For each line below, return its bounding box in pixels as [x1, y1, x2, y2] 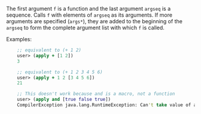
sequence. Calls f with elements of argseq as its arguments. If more [6, 11, 172, 19]
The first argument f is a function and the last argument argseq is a [6, 5, 171, 12]
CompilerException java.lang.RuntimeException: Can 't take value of [17, 102, 191, 108]
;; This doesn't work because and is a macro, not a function [17, 91, 175, 97]
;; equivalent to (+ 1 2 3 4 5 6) [17, 69, 103, 75]
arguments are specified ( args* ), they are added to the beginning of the [6, 18, 182, 24]
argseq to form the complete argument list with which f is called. [6, 24, 165, 31]
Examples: [6, 36, 32, 42]
